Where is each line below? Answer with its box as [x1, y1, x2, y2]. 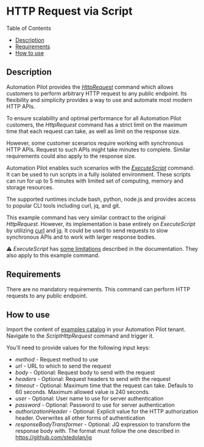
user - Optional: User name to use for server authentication [15, 395, 164, 402]
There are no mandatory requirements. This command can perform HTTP [6, 285, 191, 293]
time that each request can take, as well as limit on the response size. [6, 127, 181, 135]
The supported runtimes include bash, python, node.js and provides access [6, 195, 196, 203]
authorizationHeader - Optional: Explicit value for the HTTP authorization [15, 408, 199, 415]
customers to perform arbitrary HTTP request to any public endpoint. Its [6, 90, 187, 97]
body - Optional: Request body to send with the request [15, 369, 155, 376]
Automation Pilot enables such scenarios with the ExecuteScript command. [6, 164, 195, 172]
